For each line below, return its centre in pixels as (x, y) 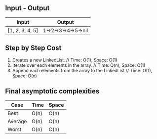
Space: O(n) (24, 76)
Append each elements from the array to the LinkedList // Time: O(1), (82, 70)
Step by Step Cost (33, 48)
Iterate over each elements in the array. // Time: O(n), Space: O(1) (79, 65)
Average (17, 122)
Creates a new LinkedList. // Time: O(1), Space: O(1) (65, 60)
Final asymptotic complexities (52, 91)
